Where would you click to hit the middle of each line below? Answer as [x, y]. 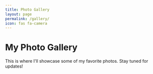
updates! [14, 66]
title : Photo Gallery [27, 10]
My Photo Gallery [41, 48]
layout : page [19, 14]
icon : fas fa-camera [26, 23]
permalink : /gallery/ [27, 19]
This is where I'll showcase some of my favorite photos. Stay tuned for [77, 61]
